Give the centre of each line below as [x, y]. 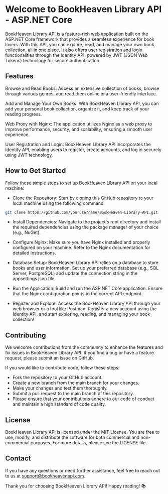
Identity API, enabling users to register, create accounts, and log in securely [83, 150]
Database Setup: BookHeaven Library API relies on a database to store [86, 263]
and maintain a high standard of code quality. [59, 404]
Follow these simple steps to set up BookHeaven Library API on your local [81, 183]
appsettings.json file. [34, 279]
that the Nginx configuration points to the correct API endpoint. [77, 294]
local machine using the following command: [59, 203]
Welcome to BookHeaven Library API [83, 9]
